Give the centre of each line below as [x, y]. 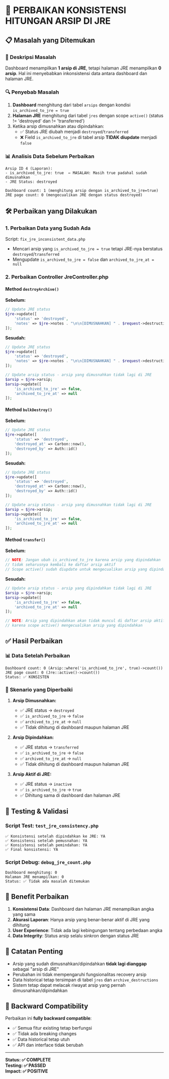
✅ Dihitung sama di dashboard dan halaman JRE [70, 795]
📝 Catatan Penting [34, 952]
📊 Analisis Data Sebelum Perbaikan [50, 157]
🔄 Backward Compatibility [47, 1006]
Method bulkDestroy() [29, 410]
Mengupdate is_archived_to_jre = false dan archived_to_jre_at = [83, 259]
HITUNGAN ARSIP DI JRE [58, 21]
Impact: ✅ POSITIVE [27, 1071]
